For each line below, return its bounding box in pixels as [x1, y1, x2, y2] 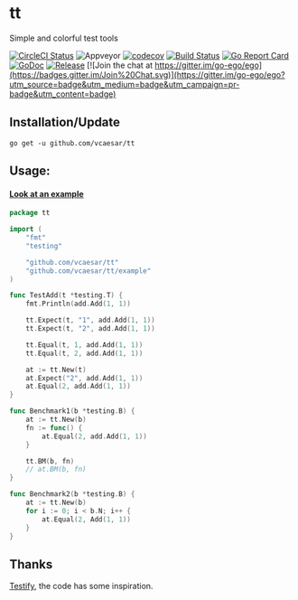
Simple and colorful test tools [9, 33, 119, 43]
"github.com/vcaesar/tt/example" [25, 266, 152, 276]
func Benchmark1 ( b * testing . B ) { [9, 407, 135, 416]
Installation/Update [9, 115, 120, 130]
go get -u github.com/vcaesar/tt [9, 138, 135, 147]
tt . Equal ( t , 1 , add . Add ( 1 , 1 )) [25, 340, 144, 350]
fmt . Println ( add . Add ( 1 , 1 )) [25, 299, 131, 309]
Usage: [9, 164, 51, 179]
